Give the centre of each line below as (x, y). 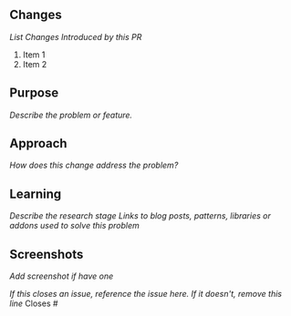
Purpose (34, 93)
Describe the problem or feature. (71, 115)
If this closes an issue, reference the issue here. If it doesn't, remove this (146, 294)
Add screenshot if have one (62, 276)
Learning (36, 194)
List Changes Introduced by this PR (76, 36)
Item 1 (34, 55)
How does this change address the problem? (94, 165)
